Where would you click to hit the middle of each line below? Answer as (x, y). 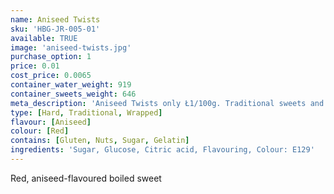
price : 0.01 (35, 66)
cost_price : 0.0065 (51, 76)
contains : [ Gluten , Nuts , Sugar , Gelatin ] (100, 141)
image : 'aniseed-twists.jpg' (71, 47)
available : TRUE (44, 38)
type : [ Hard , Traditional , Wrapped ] (86, 112)
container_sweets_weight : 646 (73, 94)
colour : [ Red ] (40, 131)
